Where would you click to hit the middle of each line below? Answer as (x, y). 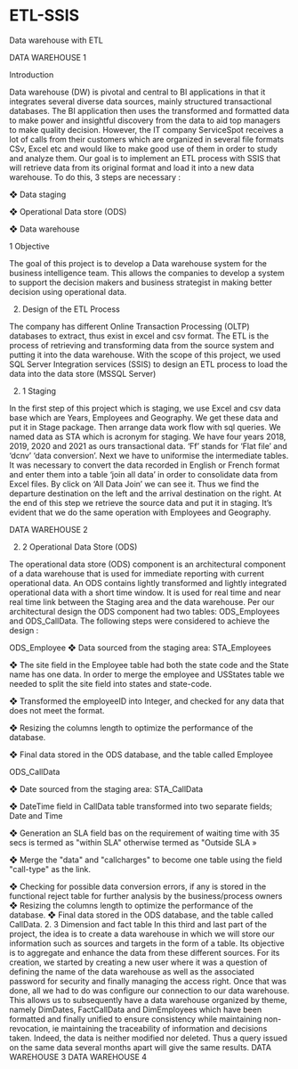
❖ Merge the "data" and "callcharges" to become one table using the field (146, 860)
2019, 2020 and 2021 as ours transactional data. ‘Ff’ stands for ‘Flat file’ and (148, 445)
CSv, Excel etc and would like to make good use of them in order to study (144, 149)
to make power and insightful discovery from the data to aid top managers (145, 120)
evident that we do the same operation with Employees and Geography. (140, 512)
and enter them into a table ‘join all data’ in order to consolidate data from (144, 474)
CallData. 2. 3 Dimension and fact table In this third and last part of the (138, 924)
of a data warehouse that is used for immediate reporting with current (137, 573)
